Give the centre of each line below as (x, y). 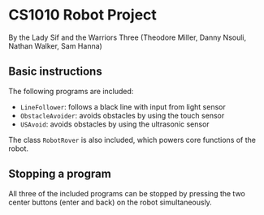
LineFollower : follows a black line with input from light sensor (123, 106)
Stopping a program (60, 174)
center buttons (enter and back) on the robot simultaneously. (110, 202)
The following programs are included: (71, 91)
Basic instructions (56, 72)
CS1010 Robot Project (82, 15)
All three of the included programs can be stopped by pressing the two (127, 193)
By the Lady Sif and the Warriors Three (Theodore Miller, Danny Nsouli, (128, 37)
